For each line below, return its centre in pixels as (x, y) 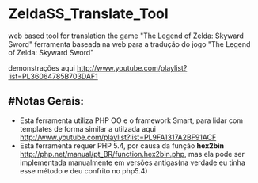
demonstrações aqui (42, 67)
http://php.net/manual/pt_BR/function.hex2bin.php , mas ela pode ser (132, 154)
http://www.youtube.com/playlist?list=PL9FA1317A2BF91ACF (118, 137)
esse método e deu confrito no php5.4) (83, 170)
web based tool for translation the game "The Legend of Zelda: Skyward (126, 36)
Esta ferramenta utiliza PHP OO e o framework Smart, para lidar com (131, 120)
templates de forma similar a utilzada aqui (88, 128)
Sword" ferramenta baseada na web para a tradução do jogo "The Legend (129, 44)
